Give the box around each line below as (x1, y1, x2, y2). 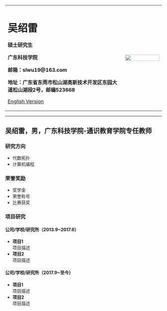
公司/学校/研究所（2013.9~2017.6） (5, 226, 79, 232)
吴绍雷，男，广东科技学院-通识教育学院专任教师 (5, 127, 152, 135)
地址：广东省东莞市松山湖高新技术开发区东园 (7, 79, 113, 86)
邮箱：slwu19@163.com (7, 67, 67, 74)
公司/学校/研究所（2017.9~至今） (5, 269, 74, 276)
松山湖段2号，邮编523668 (12, 87, 76, 94)
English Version (7, 98, 44, 105)
